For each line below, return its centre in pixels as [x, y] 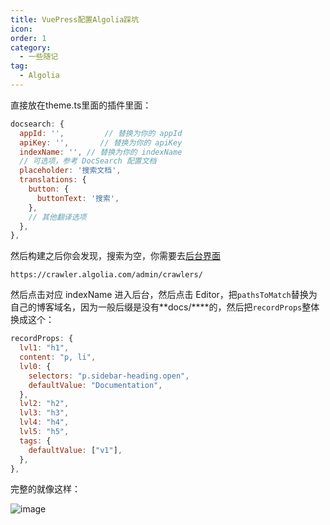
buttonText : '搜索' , [78, 198]
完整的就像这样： [45, 489]
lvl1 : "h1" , [44, 348]
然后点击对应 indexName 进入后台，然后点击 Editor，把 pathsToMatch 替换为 [164, 295]
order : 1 [28, 38]
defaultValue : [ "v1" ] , [75, 450]
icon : [21, 29]
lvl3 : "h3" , [44, 413]
